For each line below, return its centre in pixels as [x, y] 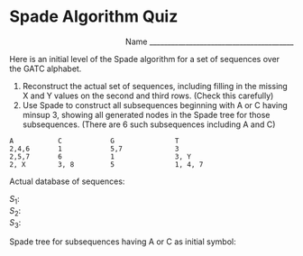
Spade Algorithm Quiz [94, 17]
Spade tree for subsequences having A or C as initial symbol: [123, 242]
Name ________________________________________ [209, 41]
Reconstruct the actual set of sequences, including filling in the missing [155, 86]
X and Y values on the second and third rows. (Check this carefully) [148, 96]
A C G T [94, 141]
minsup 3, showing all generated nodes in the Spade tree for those [146, 114]
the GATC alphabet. [46, 69]
